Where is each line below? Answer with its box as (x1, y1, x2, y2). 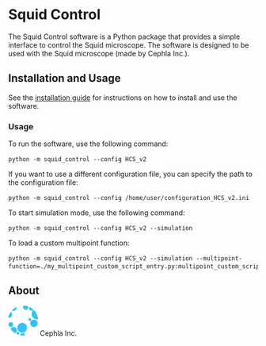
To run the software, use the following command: (8, 139, 169, 148)
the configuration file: (8, 178, 78, 187)
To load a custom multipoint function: (8, 238, 130, 248)
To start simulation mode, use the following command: (8, 208, 185, 217)
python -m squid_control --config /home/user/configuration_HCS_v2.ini (8, 194, 249, 202)
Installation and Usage (8, 71, 121, 85)
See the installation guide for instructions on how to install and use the (8, 93, 237, 102)
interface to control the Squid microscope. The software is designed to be (8, 40, 249, 49)
